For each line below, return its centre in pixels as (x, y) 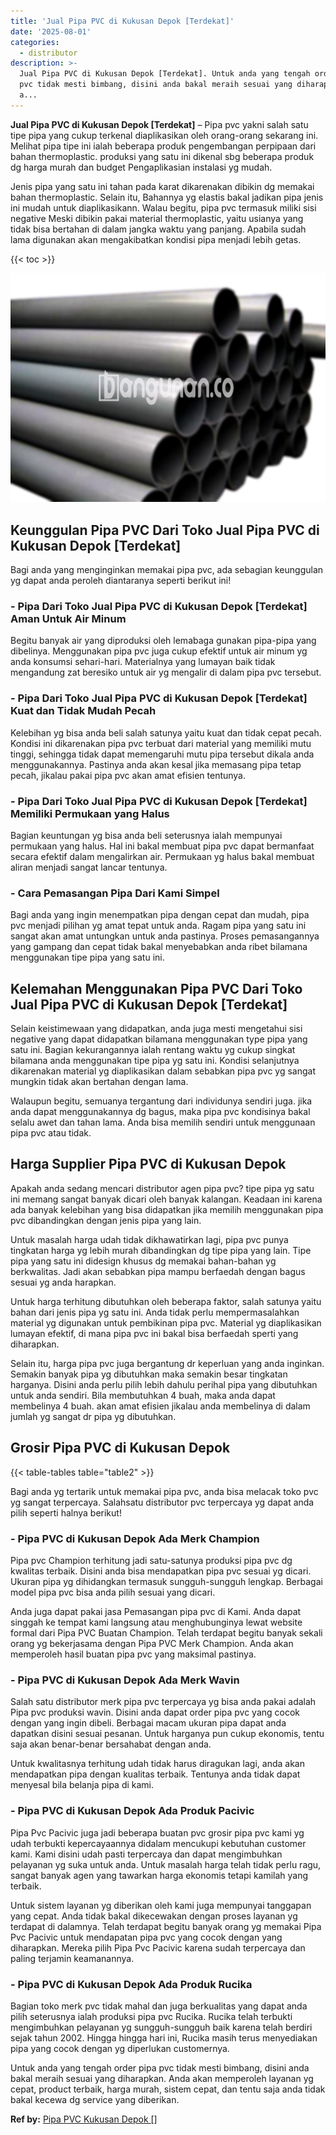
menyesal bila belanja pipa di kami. (82, 1785)
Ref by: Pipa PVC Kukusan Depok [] (84, 2119)
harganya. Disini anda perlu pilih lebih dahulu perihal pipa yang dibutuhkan (164, 1384)
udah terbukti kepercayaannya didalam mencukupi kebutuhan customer (158, 1843)
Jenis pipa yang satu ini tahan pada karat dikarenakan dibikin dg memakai (162, 186)
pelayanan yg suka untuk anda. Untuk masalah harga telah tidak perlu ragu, (166, 1864)
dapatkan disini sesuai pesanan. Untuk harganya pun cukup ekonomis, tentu (167, 1734)
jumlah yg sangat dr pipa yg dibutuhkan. (93, 1416)
